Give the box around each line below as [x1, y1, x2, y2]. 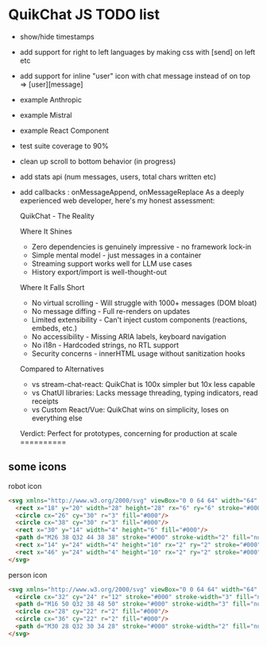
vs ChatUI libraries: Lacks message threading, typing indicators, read [31, 388, 258, 397]
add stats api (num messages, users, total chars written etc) [19, 172, 217, 181]
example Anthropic [19, 95, 82, 104]
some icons [8, 460, 68, 474]
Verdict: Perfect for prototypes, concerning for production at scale [19, 428, 238, 438]
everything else [31, 413, 83, 423]
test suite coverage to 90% [19, 141, 109, 150]
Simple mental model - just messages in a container [31, 250, 202, 260]
